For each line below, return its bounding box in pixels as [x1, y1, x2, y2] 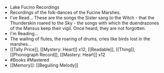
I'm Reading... [9, 31, 38, 36]
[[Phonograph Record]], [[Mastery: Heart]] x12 [9, 52, 106, 58]
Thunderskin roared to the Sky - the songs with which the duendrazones [9, 20, 160, 26]
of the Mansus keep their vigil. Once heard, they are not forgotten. [9, 25, 146, 31]
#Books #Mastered [9, 57, 49, 63]
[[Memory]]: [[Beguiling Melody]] [9, 62, 78, 68]
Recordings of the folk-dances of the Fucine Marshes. [9, 9, 121, 15]
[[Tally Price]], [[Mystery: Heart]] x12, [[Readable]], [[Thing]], [9, 47, 136, 52]
